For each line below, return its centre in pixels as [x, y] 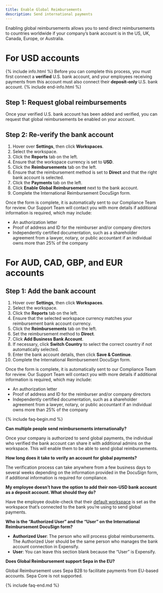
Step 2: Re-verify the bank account [59, 135]
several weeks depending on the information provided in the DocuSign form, [82, 473]
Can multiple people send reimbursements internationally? [66, 429]
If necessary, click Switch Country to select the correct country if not [82, 344]
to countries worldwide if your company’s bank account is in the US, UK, [78, 33]
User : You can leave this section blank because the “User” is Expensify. [84, 552]
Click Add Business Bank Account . [48, 339]
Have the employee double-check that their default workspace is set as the [81, 502]
